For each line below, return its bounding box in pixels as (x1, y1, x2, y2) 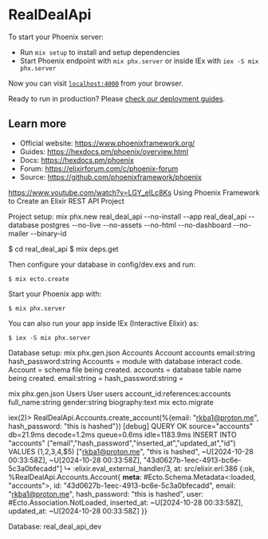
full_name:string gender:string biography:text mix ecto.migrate (8, 397, 214, 406)
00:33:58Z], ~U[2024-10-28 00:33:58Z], (8, 455, 142, 465)
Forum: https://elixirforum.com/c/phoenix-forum (19, 164, 179, 173)
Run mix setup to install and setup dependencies (19, 47, 180, 57)
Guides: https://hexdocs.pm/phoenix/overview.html (19, 146, 189, 157)
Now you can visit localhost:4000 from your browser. (8, 78, 183, 88)
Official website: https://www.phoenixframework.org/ (19, 138, 195, 148)
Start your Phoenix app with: (8, 289, 102, 299)
